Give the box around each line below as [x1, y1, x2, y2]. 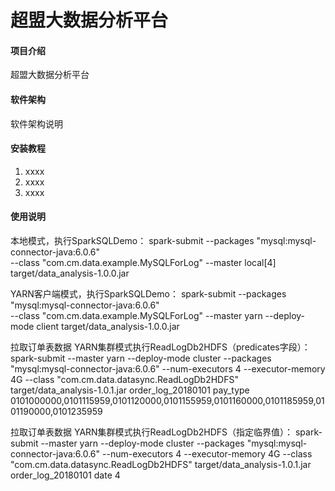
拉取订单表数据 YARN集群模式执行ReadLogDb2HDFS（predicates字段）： [10, 341, 311, 353]
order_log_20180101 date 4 [10, 469, 121, 481]
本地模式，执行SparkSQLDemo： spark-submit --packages [10, 235, 255, 246]
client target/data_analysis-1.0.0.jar [36, 321, 180, 332]
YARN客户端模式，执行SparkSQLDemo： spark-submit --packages [10, 288, 287, 300]
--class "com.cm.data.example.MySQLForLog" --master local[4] [10, 257, 277, 268]
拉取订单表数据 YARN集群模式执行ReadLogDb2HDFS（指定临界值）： [10, 426, 294, 438]
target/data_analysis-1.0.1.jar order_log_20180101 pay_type [10, 384, 250, 396]
